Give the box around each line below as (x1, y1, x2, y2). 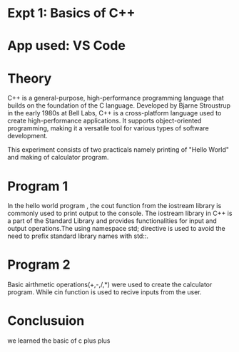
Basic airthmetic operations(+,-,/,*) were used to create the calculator (7, 280, 213, 289)
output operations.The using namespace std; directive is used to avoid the (7, 224, 226, 233)
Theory (7, 70, 52, 86)
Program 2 (7, 257, 71, 273)
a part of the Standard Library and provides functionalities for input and (7, 217, 218, 225)
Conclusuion (7, 313, 85, 329)
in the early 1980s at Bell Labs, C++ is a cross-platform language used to (7, 109, 222, 118)
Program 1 (7, 178, 68, 194)
